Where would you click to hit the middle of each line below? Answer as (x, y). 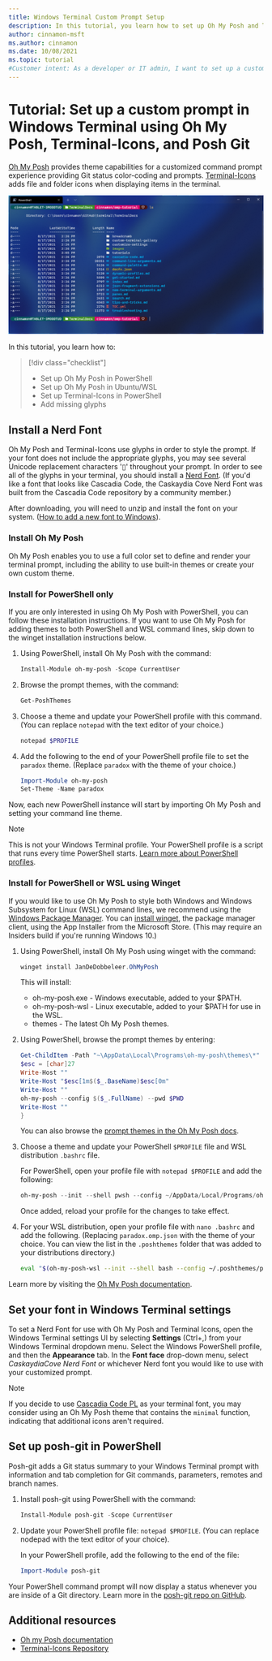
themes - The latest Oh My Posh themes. (101, 1024)
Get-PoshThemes (46, 701)
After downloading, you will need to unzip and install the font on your (123, 508)
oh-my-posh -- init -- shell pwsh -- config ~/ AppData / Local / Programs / (138, 1196)
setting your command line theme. (66, 813)
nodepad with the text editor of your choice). (95, 1539)
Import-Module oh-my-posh (64, 781)
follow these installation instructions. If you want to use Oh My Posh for (127, 620)
